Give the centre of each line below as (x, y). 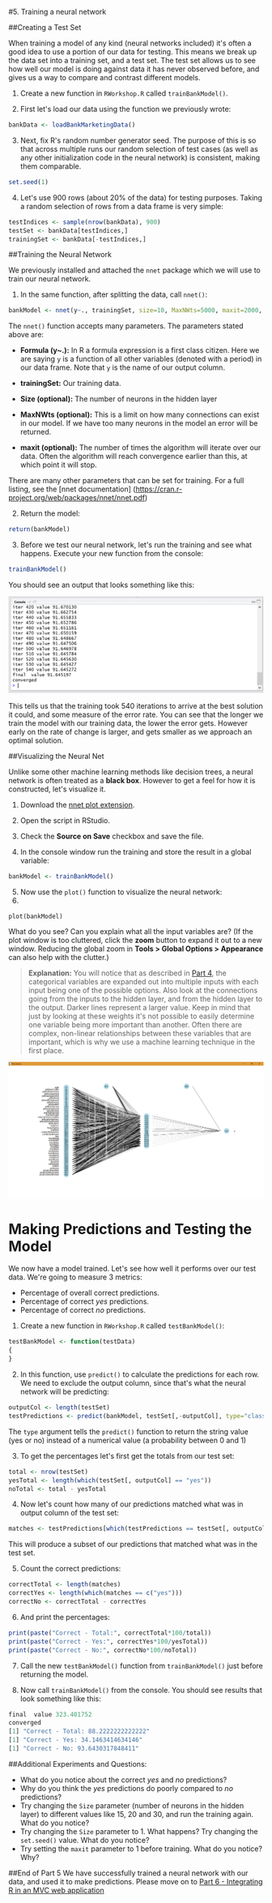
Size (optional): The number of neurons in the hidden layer (119, 399)
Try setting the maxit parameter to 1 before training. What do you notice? (141, 1849)
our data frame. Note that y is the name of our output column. (122, 367)
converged (25, 1723)
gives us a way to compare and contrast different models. (104, 77)
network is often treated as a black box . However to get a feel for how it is (132, 781)
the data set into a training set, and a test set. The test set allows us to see (132, 60)
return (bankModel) (39, 529)
